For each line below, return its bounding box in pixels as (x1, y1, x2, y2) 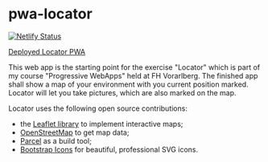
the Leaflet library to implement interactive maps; (19, 119, 183, 128)
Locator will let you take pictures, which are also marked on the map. (8, 87, 237, 97)
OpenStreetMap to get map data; (19, 128, 130, 137)
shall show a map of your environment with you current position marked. (8, 79, 249, 89)
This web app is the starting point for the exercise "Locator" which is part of (8, 62, 261, 72)
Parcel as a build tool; (19, 136, 93, 145)
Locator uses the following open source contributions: (8, 103, 188, 113)
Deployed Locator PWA (8, 47, 86, 56)
